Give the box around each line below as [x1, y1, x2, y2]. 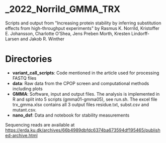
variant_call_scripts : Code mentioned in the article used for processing [12, 70, 160, 76]
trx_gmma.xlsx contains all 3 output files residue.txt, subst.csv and [12, 101, 149, 108]
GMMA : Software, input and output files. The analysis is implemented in [12, 91, 160, 97]
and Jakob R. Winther [20, 36, 65, 42]
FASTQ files [12, 75, 37, 81]
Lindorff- [131, 30, 150, 36]
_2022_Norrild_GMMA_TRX [5, 3, 121, 15]
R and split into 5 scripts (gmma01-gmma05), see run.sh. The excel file [12, 96, 158, 102]
